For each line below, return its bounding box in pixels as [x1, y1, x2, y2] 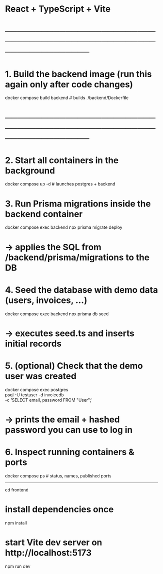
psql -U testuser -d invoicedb [5, 392, 64, 398]
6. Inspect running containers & [5, 447, 135, 457]
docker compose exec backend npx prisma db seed [5, 311, 109, 317]
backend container [5, 208, 83, 219]
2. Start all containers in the [5, 154, 119, 166]
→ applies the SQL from [5, 241, 102, 253]
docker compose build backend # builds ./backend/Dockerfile [5, 95, 129, 101]
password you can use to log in [5, 424, 133, 435]
